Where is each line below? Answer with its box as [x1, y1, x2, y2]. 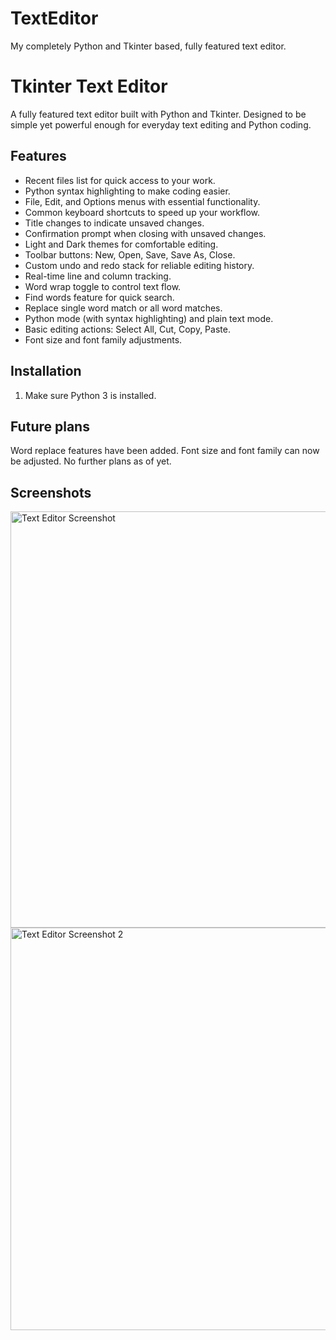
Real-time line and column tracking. [24, 270, 172, 282]
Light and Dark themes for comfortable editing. [24, 238, 219, 250]
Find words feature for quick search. [24, 291, 175, 303]
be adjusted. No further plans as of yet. [10, 455, 172, 467]
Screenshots [10, 484, 92, 501]
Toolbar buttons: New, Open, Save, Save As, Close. [24, 248, 236, 261]
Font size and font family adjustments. [24, 333, 183, 346]
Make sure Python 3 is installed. [24, 389, 157, 401]
